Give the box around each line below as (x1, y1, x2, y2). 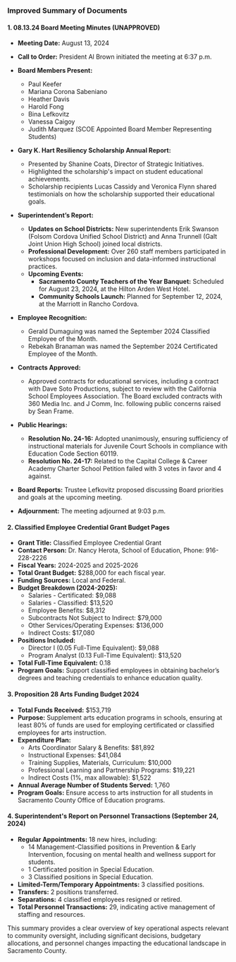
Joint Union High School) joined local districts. (27, 239, 163, 249)
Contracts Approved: (17, 363, 81, 372)
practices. (27, 262, 58, 271)
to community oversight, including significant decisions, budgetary (7, 931, 201, 939)
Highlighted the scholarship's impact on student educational (27, 167, 203, 176)
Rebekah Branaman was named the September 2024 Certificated (27, 342, 218, 351)
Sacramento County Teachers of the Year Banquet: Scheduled (38, 278, 224, 286)
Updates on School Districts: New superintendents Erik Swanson (27, 225, 219, 233)
